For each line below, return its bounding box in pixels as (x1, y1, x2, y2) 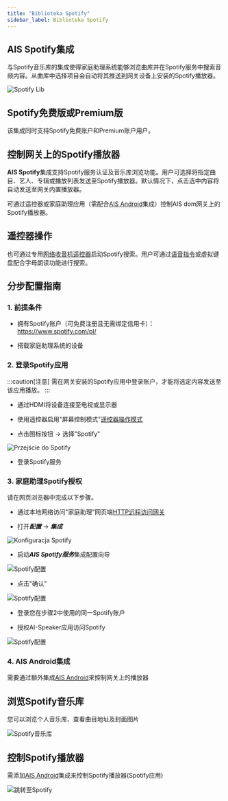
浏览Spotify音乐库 (7, 695, 84, 707)
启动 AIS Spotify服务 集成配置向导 (16, 550, 111, 559)
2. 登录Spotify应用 (7, 360, 68, 370)
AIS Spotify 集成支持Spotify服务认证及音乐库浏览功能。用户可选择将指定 (7, 167, 210, 176)
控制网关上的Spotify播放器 (7, 148, 121, 160)
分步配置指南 (7, 281, 62, 292)
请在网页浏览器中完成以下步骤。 (7, 494, 97, 502)
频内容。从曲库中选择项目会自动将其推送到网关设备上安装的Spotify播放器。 (7, 71, 219, 80)
